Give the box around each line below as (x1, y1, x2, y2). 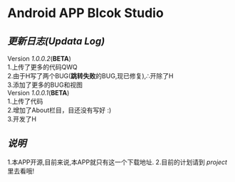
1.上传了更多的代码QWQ (7, 63, 78, 71)
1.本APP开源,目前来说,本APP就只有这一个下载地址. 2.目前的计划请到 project (7, 158, 228, 166)
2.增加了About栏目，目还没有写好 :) (7, 106, 112, 114)
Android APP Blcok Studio (7, 5, 164, 21)
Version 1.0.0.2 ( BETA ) (7, 55, 71, 63)
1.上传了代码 (7, 97, 43, 105)
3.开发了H (7, 115, 37, 123)
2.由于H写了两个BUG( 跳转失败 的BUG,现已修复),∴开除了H (7, 72, 174, 80)
